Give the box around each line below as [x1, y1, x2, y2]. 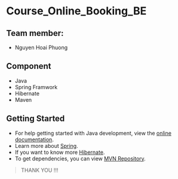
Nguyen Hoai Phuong [14, 44, 68, 51]
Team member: [6, 28, 64, 38]
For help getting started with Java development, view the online [14, 129, 172, 136]
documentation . [14, 136, 54, 143]
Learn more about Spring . [14, 142, 79, 149]
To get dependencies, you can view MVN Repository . [14, 154, 146, 162]
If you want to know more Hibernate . [14, 148, 105, 156]
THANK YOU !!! [20, 166, 59, 174]
